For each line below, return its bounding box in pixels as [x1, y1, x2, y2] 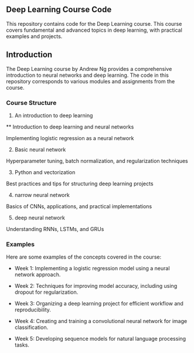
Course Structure [6, 99, 57, 107]
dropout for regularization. [14, 288, 79, 296]
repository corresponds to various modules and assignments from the [6, 77, 175, 84]
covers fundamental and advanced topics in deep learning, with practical [6, 26, 183, 33]
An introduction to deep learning [14, 111, 93, 119]
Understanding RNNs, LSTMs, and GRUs [6, 225, 104, 232]
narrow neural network [14, 191, 70, 198]
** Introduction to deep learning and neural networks [6, 123, 134, 130]
